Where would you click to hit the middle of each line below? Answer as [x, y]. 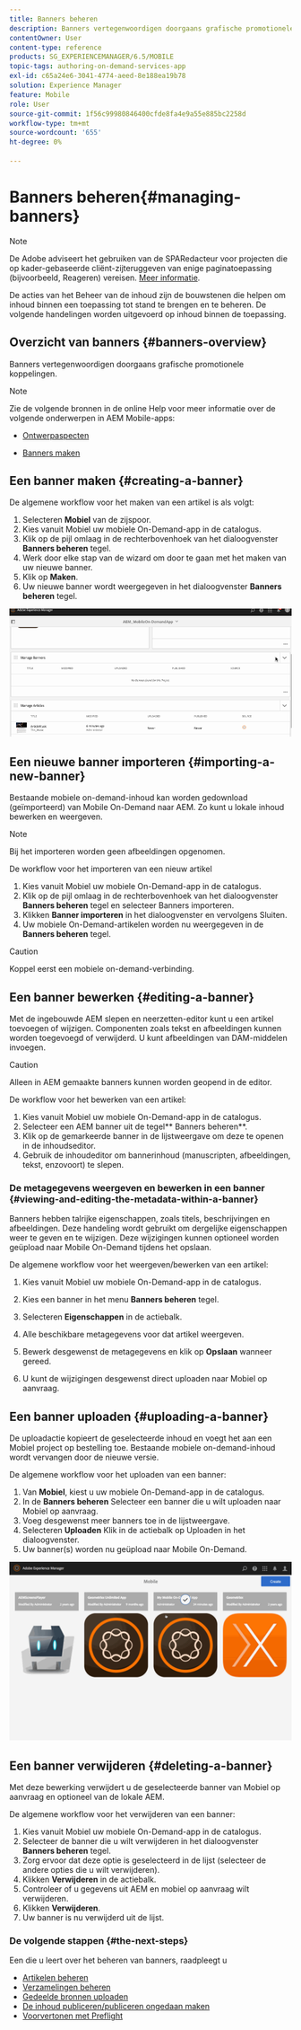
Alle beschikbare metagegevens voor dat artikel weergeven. [133, 1335]
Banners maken [51, 453]
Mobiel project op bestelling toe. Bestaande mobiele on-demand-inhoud [142, 1448]
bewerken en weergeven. [56, 816]
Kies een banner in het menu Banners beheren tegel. [120, 1300]
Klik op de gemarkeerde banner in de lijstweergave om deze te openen [153, 1136]
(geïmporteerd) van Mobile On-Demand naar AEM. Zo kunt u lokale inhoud [147, 808]
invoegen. [28, 1047]
